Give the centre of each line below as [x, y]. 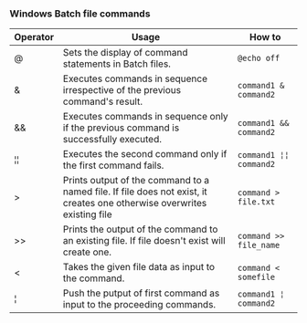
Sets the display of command [125, 53]
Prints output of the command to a [136, 181]
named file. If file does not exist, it [135, 192]
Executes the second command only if [145, 154]
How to [265, 37]
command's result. [103, 101]
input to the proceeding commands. [139, 305]
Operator [34, 37]
